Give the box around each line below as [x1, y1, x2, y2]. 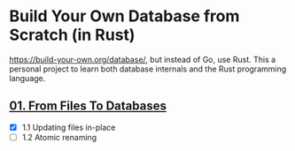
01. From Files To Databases [9, 99, 167, 114]
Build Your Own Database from [9, 6, 240, 26]
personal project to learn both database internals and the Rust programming [9, 64, 287, 74]
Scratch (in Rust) [9, 25, 136, 45]
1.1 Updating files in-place [21, 122, 116, 132]
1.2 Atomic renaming [21, 132, 97, 142]
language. [9, 72, 46, 83]
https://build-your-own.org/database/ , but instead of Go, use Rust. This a [9, 54, 276, 64]
